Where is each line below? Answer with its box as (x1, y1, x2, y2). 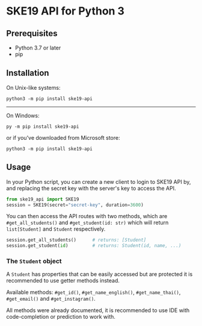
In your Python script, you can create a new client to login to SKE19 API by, (6, 178, 191, 185)
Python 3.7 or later (14, 44, 61, 51)
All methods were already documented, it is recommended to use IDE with (6, 307, 190, 314)
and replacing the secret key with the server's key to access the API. (6, 184, 176, 192)
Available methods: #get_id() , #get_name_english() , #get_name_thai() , (6, 289, 181, 296)
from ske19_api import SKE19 (6, 196, 79, 202)
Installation (6, 68, 49, 78)
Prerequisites (6, 28, 58, 39)
